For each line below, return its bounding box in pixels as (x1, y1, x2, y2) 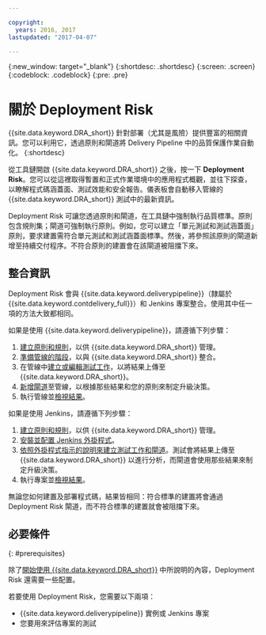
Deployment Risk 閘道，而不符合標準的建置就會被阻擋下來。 (8, 502, 204, 511)
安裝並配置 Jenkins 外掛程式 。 (19, 435, 119, 445)
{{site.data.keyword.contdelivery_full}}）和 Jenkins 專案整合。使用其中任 (8, 298, 245, 309)
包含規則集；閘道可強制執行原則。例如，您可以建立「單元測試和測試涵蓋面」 (8, 221, 258, 230)
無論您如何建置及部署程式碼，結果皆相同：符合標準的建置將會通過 (8, 492, 223, 501)
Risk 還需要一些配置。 (8, 575, 80, 584)
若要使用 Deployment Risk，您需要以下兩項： (8, 591, 156, 601)
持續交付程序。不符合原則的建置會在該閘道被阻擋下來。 (21, 241, 203, 250)
